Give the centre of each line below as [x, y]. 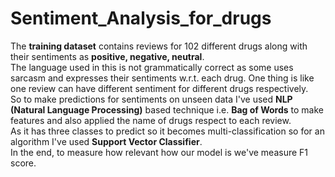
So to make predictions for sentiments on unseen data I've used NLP [151, 99]
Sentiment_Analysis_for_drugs [141, 18]
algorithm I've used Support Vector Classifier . [106, 141]
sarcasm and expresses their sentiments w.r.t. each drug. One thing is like [162, 78]
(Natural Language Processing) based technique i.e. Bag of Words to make [167, 109]
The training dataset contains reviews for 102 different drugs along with [159, 46]
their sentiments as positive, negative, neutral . [107, 56]
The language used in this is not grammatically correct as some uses [152, 67]
